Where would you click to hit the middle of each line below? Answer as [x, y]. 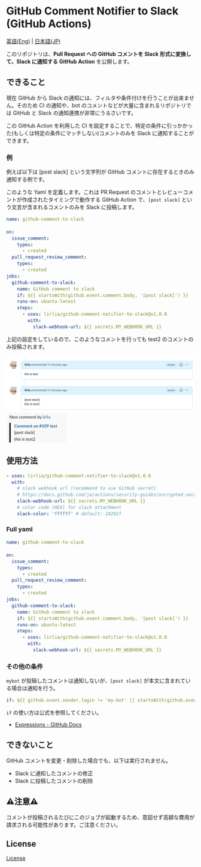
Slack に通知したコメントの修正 [54, 773]
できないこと [30, 745]
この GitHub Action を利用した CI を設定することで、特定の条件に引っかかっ [100, 125]
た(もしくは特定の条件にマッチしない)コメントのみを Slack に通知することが [100, 133]
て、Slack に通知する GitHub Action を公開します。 [69, 61]
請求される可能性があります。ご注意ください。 [64, 824]
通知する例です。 [27, 180]
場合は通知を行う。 [35, 688]
